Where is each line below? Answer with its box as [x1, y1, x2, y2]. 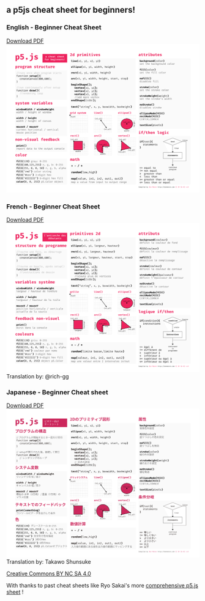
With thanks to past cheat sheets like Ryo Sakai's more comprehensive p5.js [6, 582, 199, 589]
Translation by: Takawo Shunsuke [6, 558, 91, 566]
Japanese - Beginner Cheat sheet [6, 388, 108, 396]
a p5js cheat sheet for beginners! [6, 5, 136, 15]
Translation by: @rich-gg [6, 372, 69, 380]
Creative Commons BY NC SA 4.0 [6, 570, 92, 577]
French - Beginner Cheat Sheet [6, 202, 100, 210]
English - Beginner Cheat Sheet [6, 23, 102, 32]
